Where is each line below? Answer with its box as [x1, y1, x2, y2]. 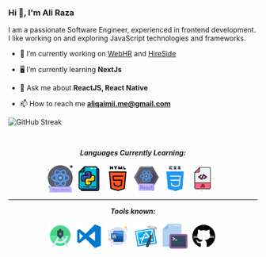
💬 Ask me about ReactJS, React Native [19, 83, 149, 93]
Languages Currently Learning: [80, 148, 186, 158]
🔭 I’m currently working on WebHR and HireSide [19, 49, 177, 59]
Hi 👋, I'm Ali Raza [8, 7, 75, 18]
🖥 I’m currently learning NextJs [19, 65, 122, 75]
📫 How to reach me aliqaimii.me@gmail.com [19, 99, 171, 109]
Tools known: [110, 206, 156, 216]
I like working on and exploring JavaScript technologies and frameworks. [8, 33, 246, 43]
